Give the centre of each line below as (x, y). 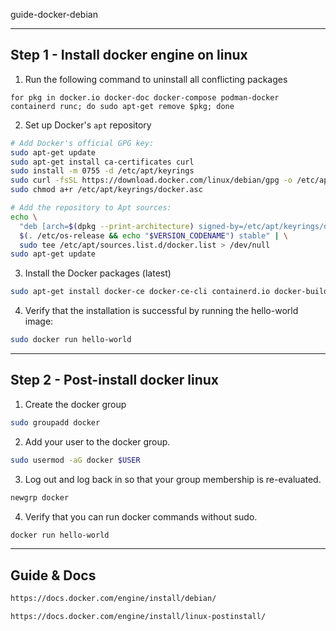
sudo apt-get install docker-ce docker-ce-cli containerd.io (140, 292)
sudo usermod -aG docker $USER (75, 460)
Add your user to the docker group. (97, 441)
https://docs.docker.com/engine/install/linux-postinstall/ (138, 617)
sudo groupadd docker (55, 422)
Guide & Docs (53, 575)
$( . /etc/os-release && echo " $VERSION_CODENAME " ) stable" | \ (154, 235)
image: (39, 321)
